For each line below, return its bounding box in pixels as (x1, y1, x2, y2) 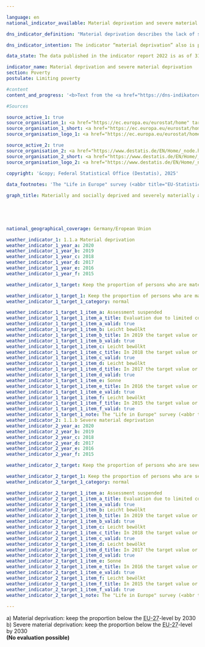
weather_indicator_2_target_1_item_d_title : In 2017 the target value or (6, 547, 198, 553)
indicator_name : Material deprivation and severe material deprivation (6, 64, 192, 70)
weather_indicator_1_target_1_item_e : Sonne (6, 377, 121, 383)
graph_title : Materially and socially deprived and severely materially (6, 193, 195, 199)
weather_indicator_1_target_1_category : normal (6, 298, 130, 305)
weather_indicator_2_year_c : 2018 (6, 434, 95, 440)
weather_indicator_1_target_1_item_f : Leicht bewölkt (6, 394, 146, 400)
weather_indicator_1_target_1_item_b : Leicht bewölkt (6, 327, 146, 333)
